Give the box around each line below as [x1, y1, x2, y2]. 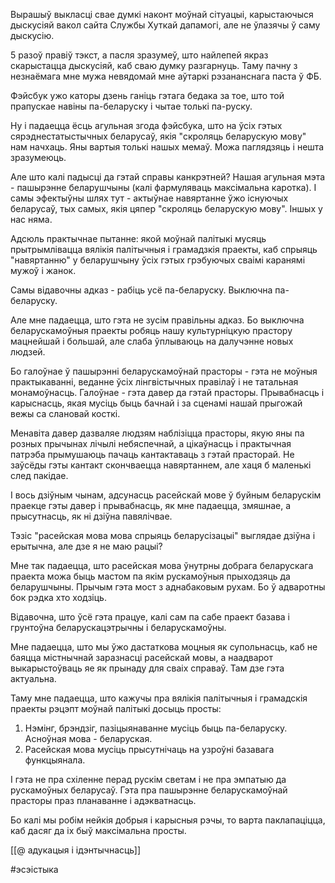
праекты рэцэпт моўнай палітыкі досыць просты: [10, 703, 222, 714]
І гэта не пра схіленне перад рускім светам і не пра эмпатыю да [10, 774, 287, 785]
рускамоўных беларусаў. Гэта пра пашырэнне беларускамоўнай [10, 784, 288, 796]
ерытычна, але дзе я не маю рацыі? [10, 540, 163, 552]
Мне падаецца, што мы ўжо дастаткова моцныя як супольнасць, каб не [10, 641, 318, 653]
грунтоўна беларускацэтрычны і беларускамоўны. [10, 622, 227, 633]
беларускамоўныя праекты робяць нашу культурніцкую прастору [10, 325, 293, 336]
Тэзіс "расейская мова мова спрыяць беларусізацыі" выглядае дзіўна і [10, 530, 316, 541]
